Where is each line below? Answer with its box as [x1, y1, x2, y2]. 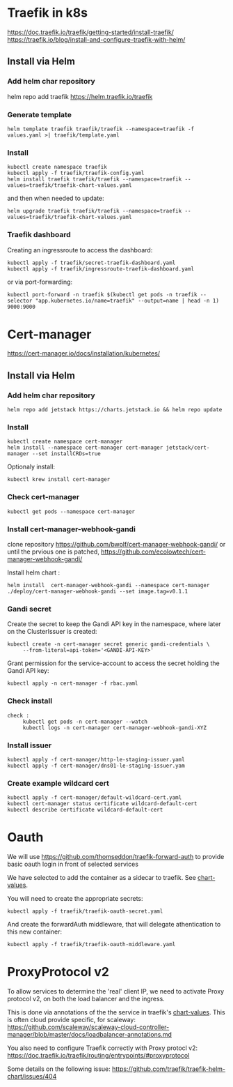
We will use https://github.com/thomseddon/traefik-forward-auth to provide [7, 853, 225, 861]
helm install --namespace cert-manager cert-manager [7, 444, 163, 451]
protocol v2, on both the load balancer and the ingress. [7, 995, 165, 1003]
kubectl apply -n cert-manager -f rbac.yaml [7, 680, 138, 687]
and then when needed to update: [7, 194, 104, 203]
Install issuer [7, 740, 52, 750]
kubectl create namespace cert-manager [7, 438, 123, 446]
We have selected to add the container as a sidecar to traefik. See [7, 874, 196, 882]
